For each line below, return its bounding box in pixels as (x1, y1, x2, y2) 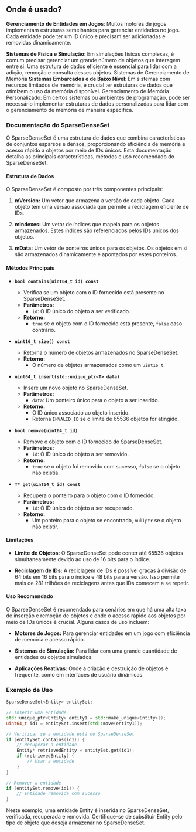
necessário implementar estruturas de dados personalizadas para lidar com (6, 100, 188, 107)
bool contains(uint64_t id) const (14, 279, 99, 284)
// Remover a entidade (6, 780, 61, 786)
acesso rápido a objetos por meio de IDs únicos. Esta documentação (6, 147, 172, 154)
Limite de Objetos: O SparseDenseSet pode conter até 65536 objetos (14, 549, 183, 556)
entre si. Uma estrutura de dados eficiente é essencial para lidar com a (6, 63, 177, 70)
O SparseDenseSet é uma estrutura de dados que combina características (6, 134, 185, 141)
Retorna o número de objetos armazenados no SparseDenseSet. (23, 349, 179, 356)
